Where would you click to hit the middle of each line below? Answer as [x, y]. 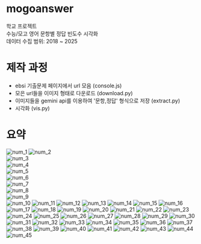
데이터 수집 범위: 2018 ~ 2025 [42, 41]
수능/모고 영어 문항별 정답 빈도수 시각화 [52, 33]
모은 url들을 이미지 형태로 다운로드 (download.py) [74, 93]
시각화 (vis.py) [32, 108]
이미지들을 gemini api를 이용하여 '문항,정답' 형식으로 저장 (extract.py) [97, 101]
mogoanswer [40, 9]
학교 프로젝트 [22, 26]
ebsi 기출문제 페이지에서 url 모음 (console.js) [68, 86]
